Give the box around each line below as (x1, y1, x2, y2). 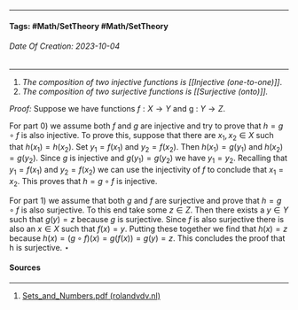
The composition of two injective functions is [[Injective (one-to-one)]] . (21, 76, 282, 87)
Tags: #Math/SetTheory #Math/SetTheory (9, 20, 169, 31)
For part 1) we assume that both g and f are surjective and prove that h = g (9, 195, 282, 205)
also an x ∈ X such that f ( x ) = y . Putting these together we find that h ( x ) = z (9, 223, 288, 234)
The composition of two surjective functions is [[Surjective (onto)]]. (21, 86, 269, 97)
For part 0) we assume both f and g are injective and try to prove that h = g (9, 120, 284, 131)
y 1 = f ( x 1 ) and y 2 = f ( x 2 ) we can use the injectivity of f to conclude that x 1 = (9, 165, 284, 177)
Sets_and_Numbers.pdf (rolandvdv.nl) (21, 290, 161, 301)
